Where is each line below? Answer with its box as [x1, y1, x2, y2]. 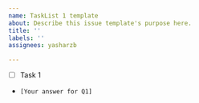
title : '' [8, 26, 42, 34]
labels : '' [8, 34, 45, 42]
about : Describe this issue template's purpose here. [8, 19, 193, 27]
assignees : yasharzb [8, 42, 78, 50]
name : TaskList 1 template [8, 11, 99, 20]
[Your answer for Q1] [19, 88, 92, 96]
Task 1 [19, 70, 42, 80]
